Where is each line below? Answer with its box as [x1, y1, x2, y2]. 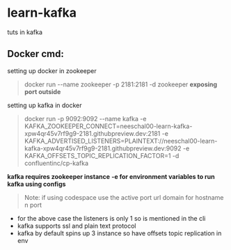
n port [24, 201, 42, 209]
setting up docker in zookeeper [7, 66, 97, 75]
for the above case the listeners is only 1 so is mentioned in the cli [17, 214, 206, 222]
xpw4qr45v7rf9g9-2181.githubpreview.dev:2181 [24, 129, 161, 137]
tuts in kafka [7, 28, 43, 36]
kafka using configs [7, 180, 66, 188]
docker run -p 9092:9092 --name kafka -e [24, 114, 147, 123]
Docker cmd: [7, 48, 64, 60]
